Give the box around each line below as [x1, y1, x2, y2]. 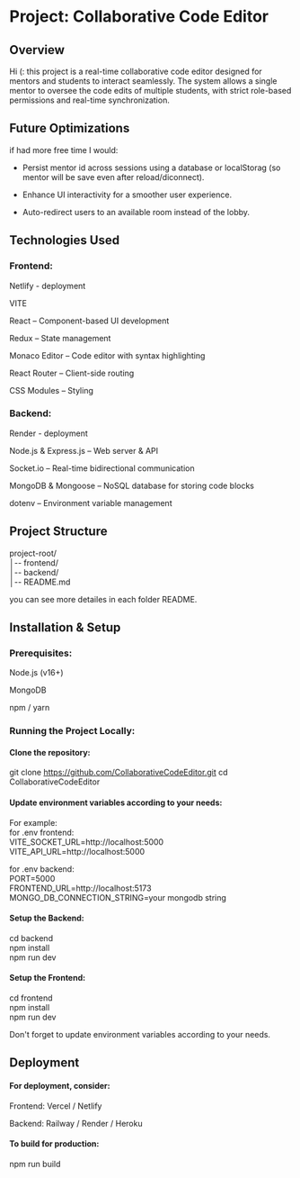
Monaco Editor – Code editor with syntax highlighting [9, 349, 206, 361]
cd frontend [9, 992, 53, 1003]
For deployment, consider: [9, 1081, 110, 1092]
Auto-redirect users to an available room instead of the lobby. [22, 206, 250, 217]
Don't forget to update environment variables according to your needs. [9, 1029, 271, 1040]
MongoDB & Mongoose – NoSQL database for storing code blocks [9, 480, 254, 491]
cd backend [9, 932, 54, 943]
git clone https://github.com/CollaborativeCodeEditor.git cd [9, 767, 228, 778]
